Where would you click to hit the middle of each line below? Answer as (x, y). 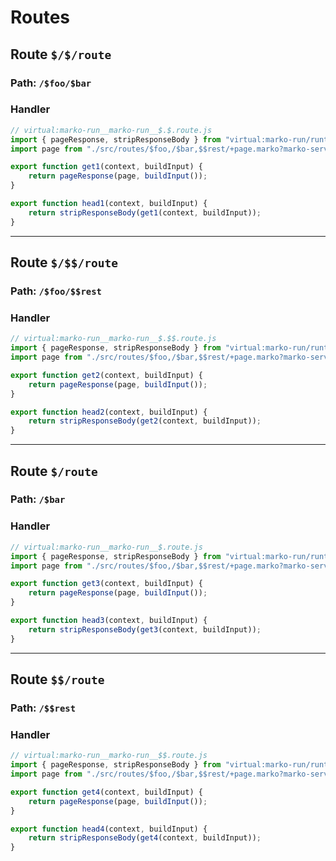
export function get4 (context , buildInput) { (106, 792)
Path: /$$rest (43, 708)
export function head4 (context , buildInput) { (109, 829)
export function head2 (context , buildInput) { (109, 412)
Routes (40, 17)
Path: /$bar (38, 499)
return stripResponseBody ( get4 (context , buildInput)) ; (145, 838)
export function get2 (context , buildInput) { (106, 375)
